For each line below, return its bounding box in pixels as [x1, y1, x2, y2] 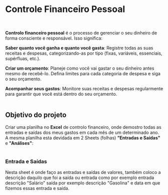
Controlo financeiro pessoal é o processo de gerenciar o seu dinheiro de [5, 30, 157, 36]
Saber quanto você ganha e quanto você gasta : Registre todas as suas [5, 45, 153, 51]
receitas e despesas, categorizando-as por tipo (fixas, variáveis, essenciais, [5, 50, 162, 56]
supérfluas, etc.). [5, 55, 41, 61]
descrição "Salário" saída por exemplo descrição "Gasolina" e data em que [5, 180, 160, 186]
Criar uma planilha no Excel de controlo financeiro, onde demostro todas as [5, 124, 161, 130]
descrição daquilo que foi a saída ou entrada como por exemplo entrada [5, 174, 154, 181]
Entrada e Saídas [5, 158, 47, 165]
